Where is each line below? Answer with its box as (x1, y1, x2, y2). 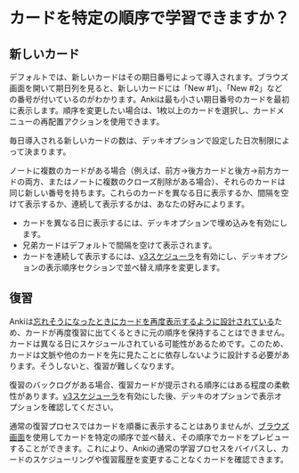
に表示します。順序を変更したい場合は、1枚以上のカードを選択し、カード (9, 105, 278, 116)
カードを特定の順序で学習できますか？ (9, 8, 291, 29)
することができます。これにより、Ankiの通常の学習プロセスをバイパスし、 (9, 443, 282, 453)
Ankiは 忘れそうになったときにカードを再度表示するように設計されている (9, 315, 275, 326)
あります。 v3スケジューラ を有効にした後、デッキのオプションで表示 (24, 390, 275, 401)
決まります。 (24, 146, 71, 157)
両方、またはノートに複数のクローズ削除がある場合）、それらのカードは (24, 176, 287, 187)
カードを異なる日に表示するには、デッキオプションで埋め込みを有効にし (21, 217, 287, 228)
